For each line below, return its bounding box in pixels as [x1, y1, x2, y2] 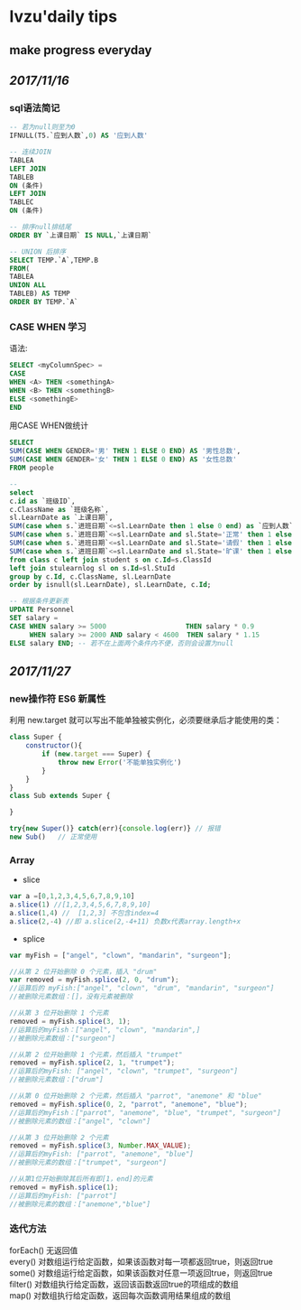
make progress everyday [9, 42, 152, 58]
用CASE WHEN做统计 [9, 420, 89, 431]
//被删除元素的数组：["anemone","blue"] [9, 1199, 151, 1209]
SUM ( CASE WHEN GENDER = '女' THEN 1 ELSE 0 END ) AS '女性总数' [9, 455, 237, 464]
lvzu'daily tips [9, 6, 118, 27]
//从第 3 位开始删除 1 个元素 [9, 1008, 110, 1017]
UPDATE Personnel [9, 605, 75, 615]
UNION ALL [9, 281, 47, 290]
